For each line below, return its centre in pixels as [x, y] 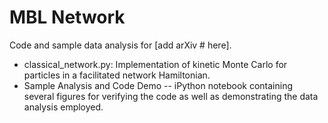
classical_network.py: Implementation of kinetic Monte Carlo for [155, 64]
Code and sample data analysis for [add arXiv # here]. [120, 45]
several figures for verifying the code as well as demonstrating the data [171, 96]
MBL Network [67, 17]
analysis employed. [63, 107]
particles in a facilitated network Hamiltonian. [117, 75]
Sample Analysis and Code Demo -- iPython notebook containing [158, 85]
